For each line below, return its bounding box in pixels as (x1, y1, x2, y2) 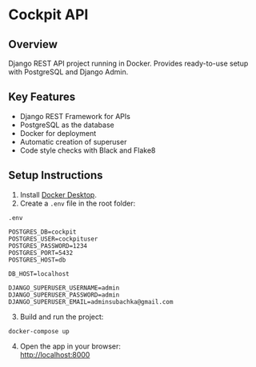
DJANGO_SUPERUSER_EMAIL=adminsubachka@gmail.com (8, 297, 174, 305)
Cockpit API (8, 6, 89, 24)
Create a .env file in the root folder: (19, 198, 136, 208)
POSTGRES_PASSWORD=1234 (8, 241, 88, 249)
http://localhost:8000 (19, 349, 90, 359)
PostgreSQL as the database (19, 120, 114, 130)
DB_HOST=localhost (8, 269, 70, 277)
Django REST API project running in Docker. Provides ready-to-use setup (8, 58, 249, 68)
